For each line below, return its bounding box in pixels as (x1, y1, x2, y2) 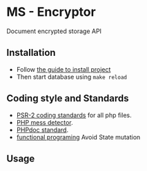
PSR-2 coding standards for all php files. (16, 111, 132, 119)
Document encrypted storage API (6, 27, 101, 35)
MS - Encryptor (6, 4, 96, 20)
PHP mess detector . (16, 118, 73, 126)
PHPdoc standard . (16, 125, 69, 134)
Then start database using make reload (16, 72, 127, 81)
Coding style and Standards (6, 92, 129, 104)
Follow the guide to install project (16, 65, 111, 73)
